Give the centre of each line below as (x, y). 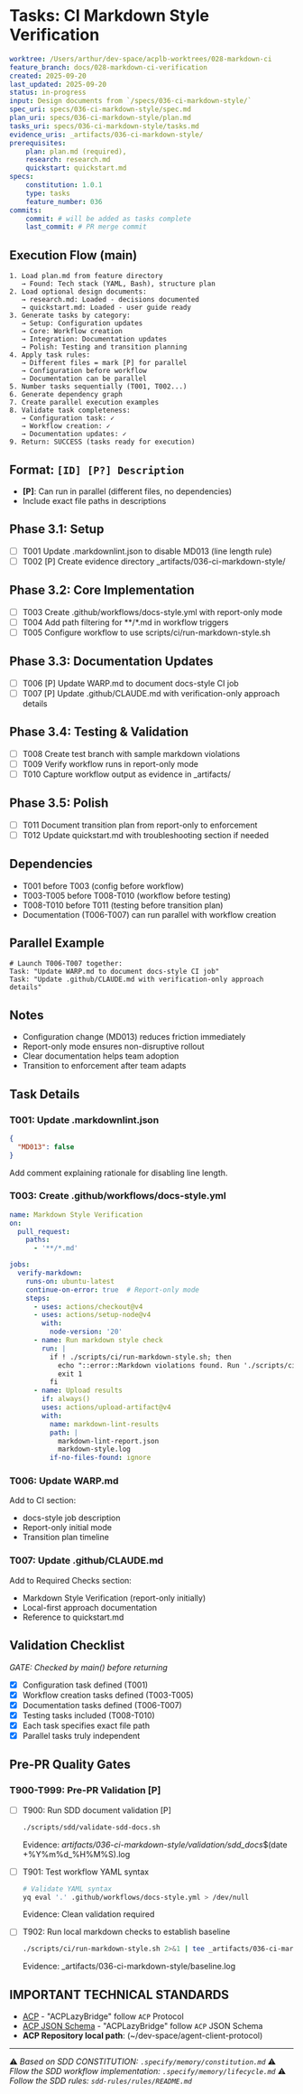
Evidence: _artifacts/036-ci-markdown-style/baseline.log (129, 1967)
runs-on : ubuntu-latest (70, 1281)
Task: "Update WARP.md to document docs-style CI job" (115, 972)
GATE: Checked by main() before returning (89, 1667)
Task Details (45, 1094)
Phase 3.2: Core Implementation (102, 590)
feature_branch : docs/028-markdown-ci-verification (108, 67)
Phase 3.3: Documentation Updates (111, 662)
